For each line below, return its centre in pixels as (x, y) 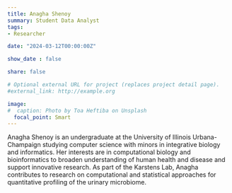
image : (17, 104)
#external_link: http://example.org (61, 91)
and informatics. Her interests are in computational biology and (99, 152)
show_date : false (34, 59)
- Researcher (27, 34)
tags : (15, 27)
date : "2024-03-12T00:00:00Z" (52, 47)
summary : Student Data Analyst (53, 21)
